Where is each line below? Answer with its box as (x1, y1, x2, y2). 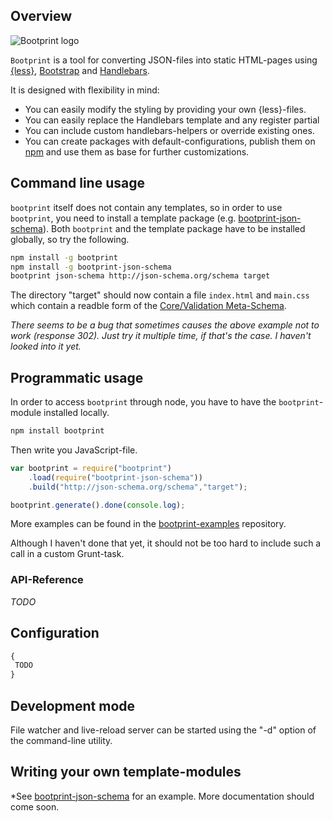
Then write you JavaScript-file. (10, 444, 138, 456)
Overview (10, 8, 73, 25)
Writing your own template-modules (10, 764, 242, 781)
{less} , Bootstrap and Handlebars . (10, 64, 150, 76)
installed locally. (43, 407, 110, 419)
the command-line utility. (10, 734, 113, 746)
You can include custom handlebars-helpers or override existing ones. (24, 124, 315, 136)
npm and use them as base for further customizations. (24, 145, 250, 158)
